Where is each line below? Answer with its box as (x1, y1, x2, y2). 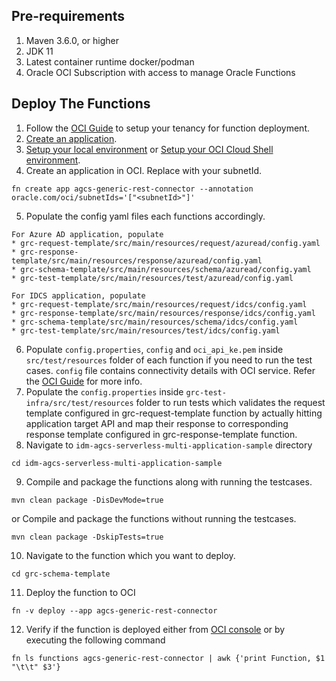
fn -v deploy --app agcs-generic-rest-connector (11, 605, 218, 616)
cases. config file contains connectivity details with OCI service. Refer (25, 364, 316, 376)
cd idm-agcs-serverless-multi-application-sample (11, 458, 223, 468)
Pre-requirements (11, 8, 126, 25)
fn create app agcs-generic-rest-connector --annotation (11, 184, 254, 194)
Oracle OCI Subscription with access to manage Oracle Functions (25, 66, 296, 78)
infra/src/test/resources (25, 398, 134, 408)
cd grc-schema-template (11, 569, 111, 579)
